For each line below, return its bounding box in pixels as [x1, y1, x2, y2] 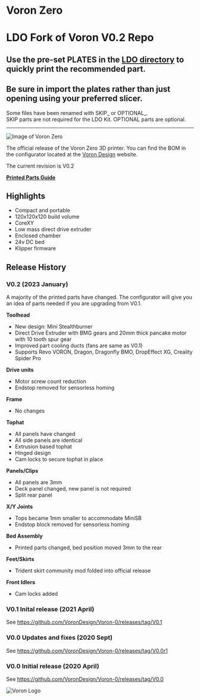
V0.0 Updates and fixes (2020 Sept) [6, 633, 113, 642]
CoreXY [14, 219, 35, 227]
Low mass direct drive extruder [14, 226, 92, 233]
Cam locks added [14, 590, 58, 597]
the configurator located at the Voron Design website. [6, 150, 138, 158]
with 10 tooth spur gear [14, 336, 72, 343]
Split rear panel [14, 491, 52, 498]
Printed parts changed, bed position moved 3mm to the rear [14, 544, 162, 552]
